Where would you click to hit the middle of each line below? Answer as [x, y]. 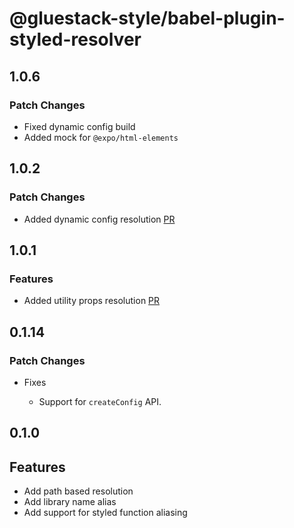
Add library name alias [70, 502]
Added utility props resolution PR [92, 301]
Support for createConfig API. [100, 401]
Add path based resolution [78, 491]
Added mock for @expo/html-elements [101, 137]
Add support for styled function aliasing [105, 513]
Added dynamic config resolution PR [99, 219]
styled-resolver [75, 39]
